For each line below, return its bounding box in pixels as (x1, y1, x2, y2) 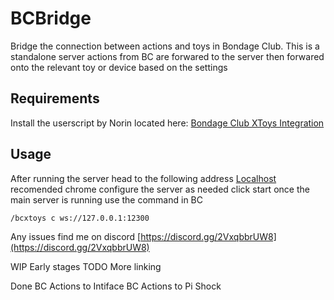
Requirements (10, 90, 100, 107)
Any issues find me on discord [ (10, 230, 142, 242)
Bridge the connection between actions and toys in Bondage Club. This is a (10, 40, 320, 52)
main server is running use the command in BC (10, 193, 203, 206)
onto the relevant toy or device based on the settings (10, 61, 228, 73)
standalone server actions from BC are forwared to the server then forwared (10, 50, 325, 62)
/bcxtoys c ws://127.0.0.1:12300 (10, 213, 150, 223)
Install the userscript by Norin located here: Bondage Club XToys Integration (10, 117, 325, 129)
